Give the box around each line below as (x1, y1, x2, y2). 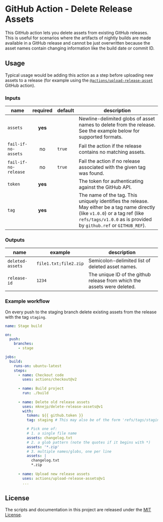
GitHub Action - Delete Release (5, 3, 132, 15)
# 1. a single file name (26, 431, 77, 436)
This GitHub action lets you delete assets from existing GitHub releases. (5, 30, 149, 35)
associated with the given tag (79, 164, 146, 171)
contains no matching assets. (79, 149, 146, 156)
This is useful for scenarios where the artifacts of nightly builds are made (5, 35, 151, 41)
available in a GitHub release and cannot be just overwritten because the (5, 40, 150, 46)
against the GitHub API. (79, 184, 132, 191)
